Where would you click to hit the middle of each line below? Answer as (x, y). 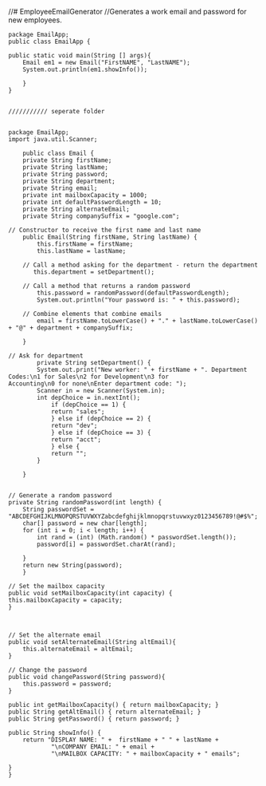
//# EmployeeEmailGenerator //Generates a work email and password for (127, 12)
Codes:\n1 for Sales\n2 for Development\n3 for (89, 377)
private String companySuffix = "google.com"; (101, 216)
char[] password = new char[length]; (85, 523)
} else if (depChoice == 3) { (101, 432)
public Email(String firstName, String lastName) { (110, 237)
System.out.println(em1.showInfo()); (85, 69)
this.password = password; (67, 684)
